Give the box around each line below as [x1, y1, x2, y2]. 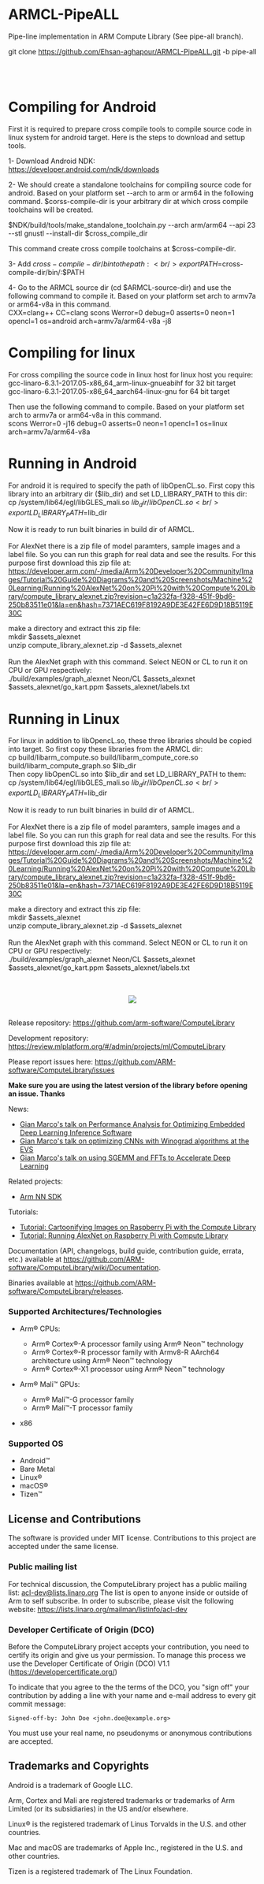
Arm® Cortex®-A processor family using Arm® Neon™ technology [31, 1340, 244, 1349]
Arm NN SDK [19, 1191, 62, 1201]
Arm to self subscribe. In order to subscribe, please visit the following [8, 1596, 234, 1605]
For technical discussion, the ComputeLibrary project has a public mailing [8, 1579, 247, 1589]
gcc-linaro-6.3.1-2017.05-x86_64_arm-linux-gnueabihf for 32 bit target [8, 378, 236, 388]
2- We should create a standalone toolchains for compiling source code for [8, 180, 252, 189]
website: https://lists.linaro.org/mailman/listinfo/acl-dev [8, 1604, 188, 1614]
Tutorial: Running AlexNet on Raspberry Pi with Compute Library [19, 1231, 229, 1240]
